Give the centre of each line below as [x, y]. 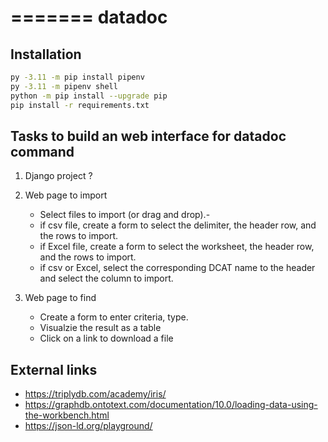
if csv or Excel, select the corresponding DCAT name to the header [177, 268]
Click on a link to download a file [106, 338]
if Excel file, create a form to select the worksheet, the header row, [177, 247]
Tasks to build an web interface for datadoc [148, 136]
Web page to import [66, 195]
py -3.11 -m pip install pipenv [77, 77]
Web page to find [60, 298]
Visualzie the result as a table [100, 328]
